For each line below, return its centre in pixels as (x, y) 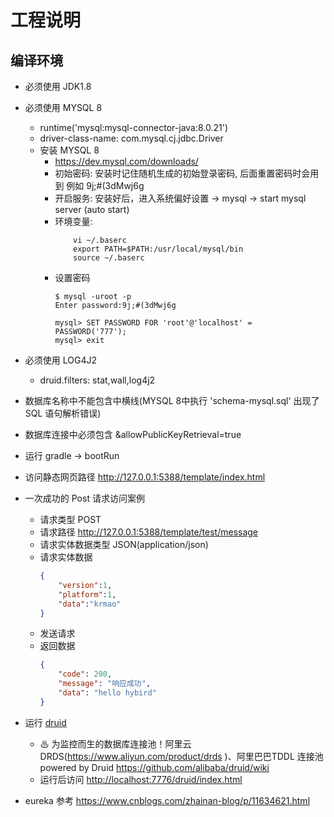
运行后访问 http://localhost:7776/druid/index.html (141, 779)
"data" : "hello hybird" (107, 693)
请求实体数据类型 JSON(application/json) (124, 544)
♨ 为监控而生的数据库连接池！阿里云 (115, 743)
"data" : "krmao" (90, 604)
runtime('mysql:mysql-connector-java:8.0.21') (134, 127)
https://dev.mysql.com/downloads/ (126, 161)
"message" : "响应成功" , (105, 684)
